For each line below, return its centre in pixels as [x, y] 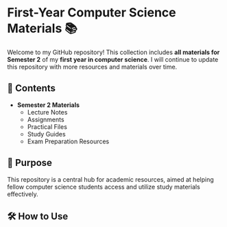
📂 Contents [32, 88]
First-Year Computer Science [92, 13]
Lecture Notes [47, 112]
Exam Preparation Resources [68, 141]
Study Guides [47, 134]
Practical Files [47, 127]
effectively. [23, 194]
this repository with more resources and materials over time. [92, 67]
